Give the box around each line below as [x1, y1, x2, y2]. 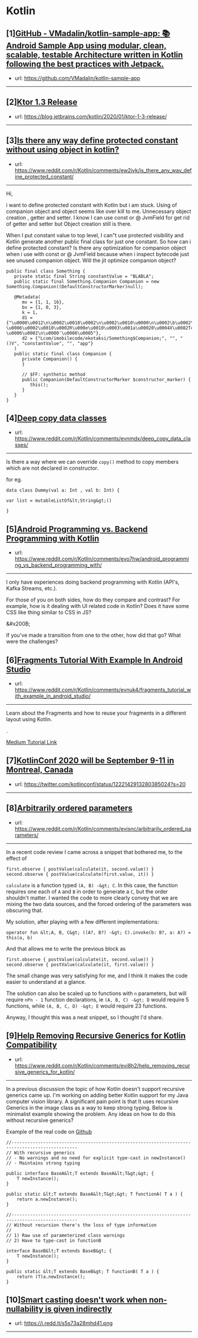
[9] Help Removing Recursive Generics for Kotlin [6, 1031, 186, 1041]
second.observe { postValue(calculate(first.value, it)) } [6, 871, 154, 877]
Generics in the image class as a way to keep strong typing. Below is [6, 1104, 173, 1111]
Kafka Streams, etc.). [6, 585, 58, 592]
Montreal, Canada [6, 765, 74, 775]
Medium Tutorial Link [6, 739, 57, 746]
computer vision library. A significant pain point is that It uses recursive [6, 1098, 179, 1105]
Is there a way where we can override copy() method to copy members [6, 459, 179, 466]
